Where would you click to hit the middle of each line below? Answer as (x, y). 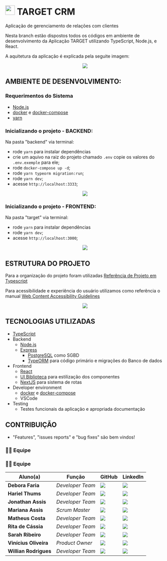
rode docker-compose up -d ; (41, 167)
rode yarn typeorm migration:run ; (48, 173)
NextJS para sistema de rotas (51, 382)
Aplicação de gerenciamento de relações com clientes (62, 26)
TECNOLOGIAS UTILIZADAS (50, 321)
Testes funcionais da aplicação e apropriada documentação (82, 409)
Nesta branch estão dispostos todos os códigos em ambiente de (73, 35)
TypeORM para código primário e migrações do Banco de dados (95, 360)
